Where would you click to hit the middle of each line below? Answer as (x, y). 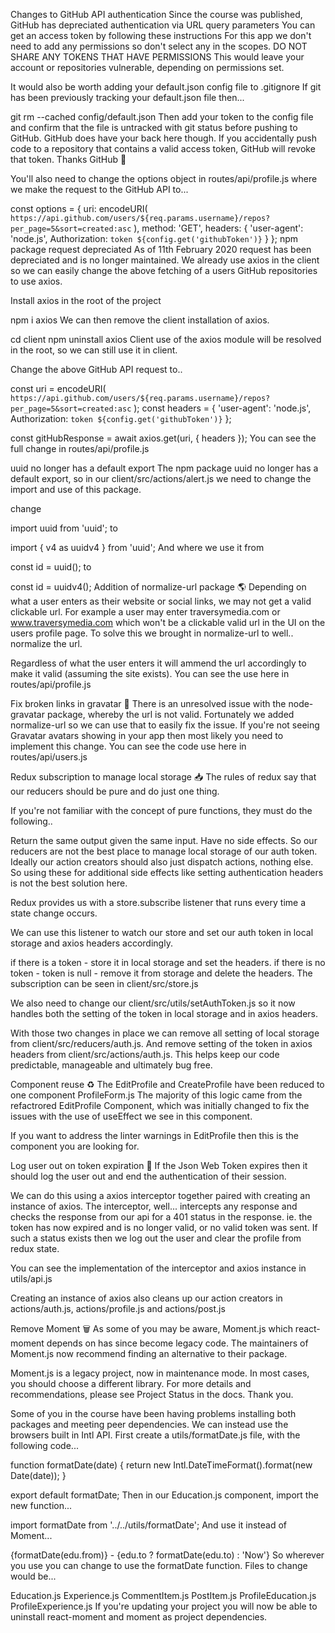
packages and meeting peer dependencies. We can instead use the (149, 1424)
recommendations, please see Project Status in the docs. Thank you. (152, 1394)
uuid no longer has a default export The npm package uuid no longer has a (164, 468)
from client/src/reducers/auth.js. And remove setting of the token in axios (161, 1043)
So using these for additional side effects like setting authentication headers (167, 872)
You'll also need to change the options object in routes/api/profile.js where (164, 178)
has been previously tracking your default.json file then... (127, 97)
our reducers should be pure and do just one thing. (115, 791)
